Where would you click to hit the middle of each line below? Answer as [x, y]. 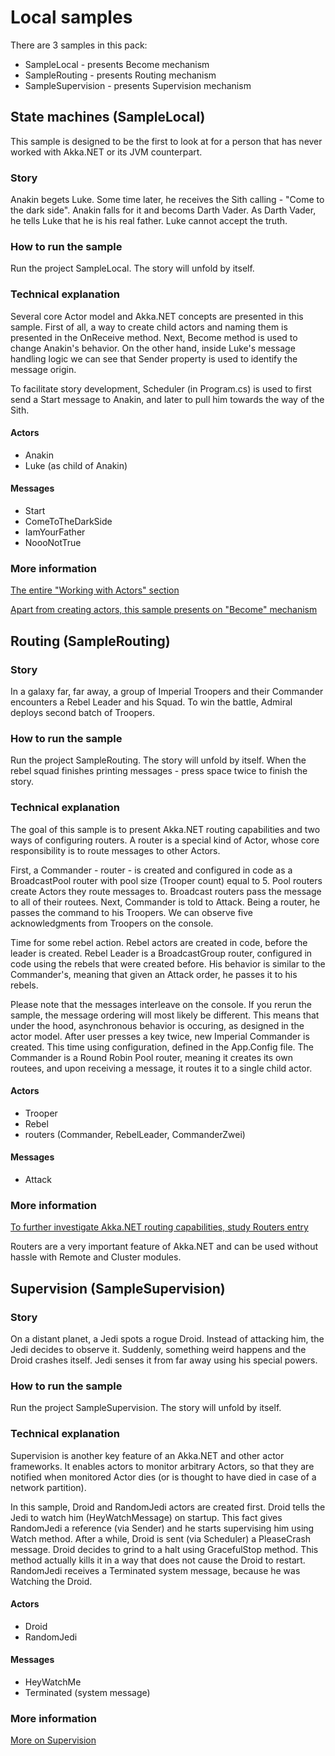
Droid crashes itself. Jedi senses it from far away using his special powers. [164, 1360]
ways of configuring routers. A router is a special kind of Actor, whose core [165, 840]
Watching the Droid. [51, 1581]
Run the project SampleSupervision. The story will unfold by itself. [146, 1408]
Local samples [71, 17]
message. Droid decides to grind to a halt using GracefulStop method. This [164, 1549]
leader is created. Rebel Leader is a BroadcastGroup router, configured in [161, 953]
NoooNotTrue [53, 543]
